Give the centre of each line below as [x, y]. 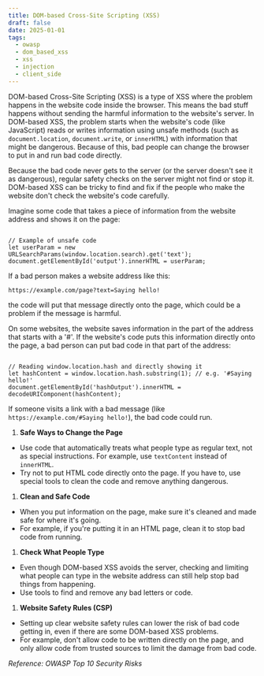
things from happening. [58, 584]
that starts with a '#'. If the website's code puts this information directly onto [132, 336]
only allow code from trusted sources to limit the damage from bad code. [138, 648]
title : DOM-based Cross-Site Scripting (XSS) [84, 15]
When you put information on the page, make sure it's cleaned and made [138, 511]
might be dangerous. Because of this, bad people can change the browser [129, 147]
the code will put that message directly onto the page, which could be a [125, 305]
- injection [35, 67]
